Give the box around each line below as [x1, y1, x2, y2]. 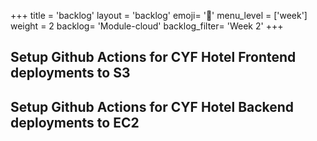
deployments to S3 [10, 65, 131, 82]
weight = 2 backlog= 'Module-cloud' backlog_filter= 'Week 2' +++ [10, 20, 284, 32]
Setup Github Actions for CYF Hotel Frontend [10, 49, 297, 66]
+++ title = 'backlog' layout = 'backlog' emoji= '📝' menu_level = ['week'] [10, 10, 308, 21]
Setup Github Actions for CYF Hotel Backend [10, 98, 295, 115]
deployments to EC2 [10, 114, 140, 131]
